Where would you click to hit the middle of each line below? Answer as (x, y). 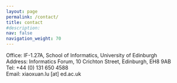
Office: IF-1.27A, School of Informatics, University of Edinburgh (82, 55)
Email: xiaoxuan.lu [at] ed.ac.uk (44, 74)
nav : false (19, 33)
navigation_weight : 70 (34, 39)
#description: (23, 28)
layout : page (22, 11)
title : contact (25, 22)
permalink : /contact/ (32, 17)
